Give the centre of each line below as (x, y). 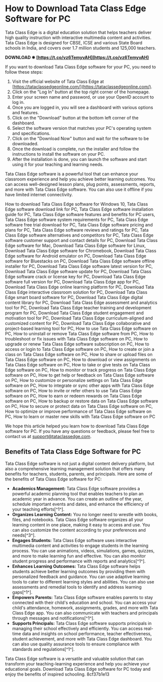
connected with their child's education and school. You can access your (84, 602)
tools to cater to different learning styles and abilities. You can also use (83, 582)
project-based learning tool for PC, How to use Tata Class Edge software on (81, 328)
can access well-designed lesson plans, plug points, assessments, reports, (80, 184)
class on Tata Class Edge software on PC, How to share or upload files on (79, 354)
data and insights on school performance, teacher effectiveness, (87, 633)
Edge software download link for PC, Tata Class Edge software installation (79, 209)
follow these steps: (24, 72)
